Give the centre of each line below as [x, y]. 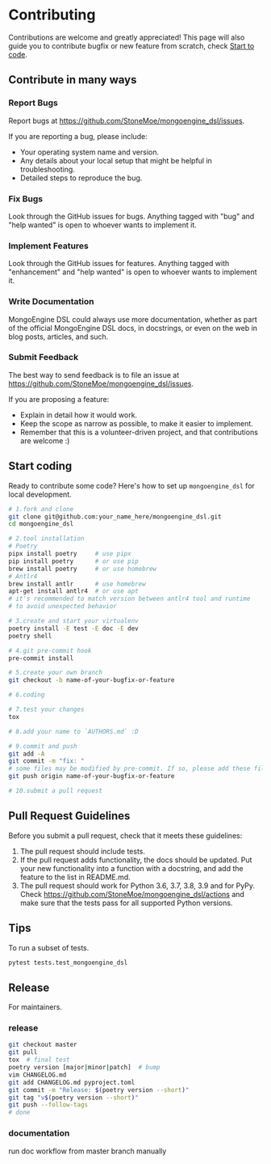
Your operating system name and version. [90, 152]
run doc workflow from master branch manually [88, 1151]
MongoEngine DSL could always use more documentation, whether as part [133, 319]
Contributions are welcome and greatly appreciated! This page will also [127, 37]
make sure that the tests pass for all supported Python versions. [126, 903]
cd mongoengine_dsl [41, 524]
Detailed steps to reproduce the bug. [81, 178]
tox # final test [39, 1060]
